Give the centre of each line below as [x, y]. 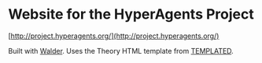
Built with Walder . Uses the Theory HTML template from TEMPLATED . [121, 51]
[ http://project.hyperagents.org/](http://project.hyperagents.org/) [114, 36]
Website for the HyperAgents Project [131, 14]
